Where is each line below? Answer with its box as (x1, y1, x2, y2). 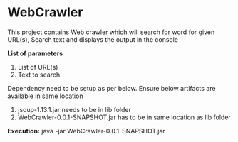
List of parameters (7, 49, 63, 58)
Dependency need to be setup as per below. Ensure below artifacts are (7, 84, 216, 92)
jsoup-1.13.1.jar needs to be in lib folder (17, 105, 132, 114)
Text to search (17, 70, 61, 79)
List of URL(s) (17, 62, 58, 71)
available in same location (7, 92, 83, 100)
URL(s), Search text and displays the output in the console (7, 35, 178, 43)
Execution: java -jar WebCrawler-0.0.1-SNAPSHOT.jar (7, 126, 165, 135)
